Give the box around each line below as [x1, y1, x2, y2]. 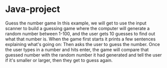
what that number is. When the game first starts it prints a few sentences [5, 36, 156, 42]
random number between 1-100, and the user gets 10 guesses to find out [5, 30, 155, 36]
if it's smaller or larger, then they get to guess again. [5, 57, 113, 63]
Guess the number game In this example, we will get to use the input [5, 20, 147, 26]
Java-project [5, 3, 60, 15]
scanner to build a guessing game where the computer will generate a [5, 25, 150, 31]
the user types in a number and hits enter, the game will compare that [5, 46, 149, 52]
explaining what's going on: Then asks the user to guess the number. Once [5, 41, 160, 47]
